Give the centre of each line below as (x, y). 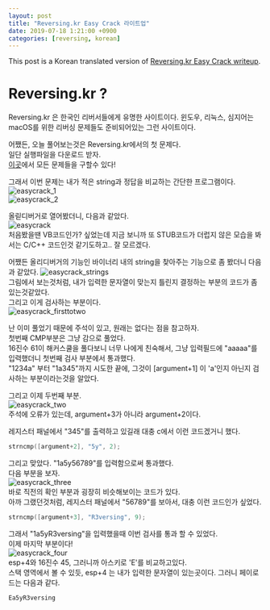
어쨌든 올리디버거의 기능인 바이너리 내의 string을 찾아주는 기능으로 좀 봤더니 (128, 262)
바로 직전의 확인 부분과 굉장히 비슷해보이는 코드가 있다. (94, 492)
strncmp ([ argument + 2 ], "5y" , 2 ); (64, 447)
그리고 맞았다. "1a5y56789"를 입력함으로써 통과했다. (91, 463)
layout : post (30, 16)
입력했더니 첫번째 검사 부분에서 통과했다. (72, 358)
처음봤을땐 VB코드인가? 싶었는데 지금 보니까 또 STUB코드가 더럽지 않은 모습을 (131, 235)
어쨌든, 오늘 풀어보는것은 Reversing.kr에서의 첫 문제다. (95, 144)
